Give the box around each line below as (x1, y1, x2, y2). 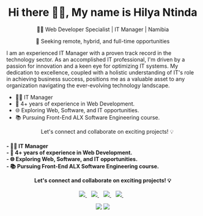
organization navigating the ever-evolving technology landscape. (6, 82, 170, 89)
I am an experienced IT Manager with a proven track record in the (6, 49, 172, 57)
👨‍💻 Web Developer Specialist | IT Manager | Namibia (36, 26, 169, 33)
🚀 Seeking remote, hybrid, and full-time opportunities (35, 37, 170, 45)
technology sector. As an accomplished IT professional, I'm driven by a (6, 56, 185, 63)
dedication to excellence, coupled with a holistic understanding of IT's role (6, 68, 194, 76)
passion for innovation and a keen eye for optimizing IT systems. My (6, 62, 179, 70)
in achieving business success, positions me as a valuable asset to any (6, 75, 185, 82)
